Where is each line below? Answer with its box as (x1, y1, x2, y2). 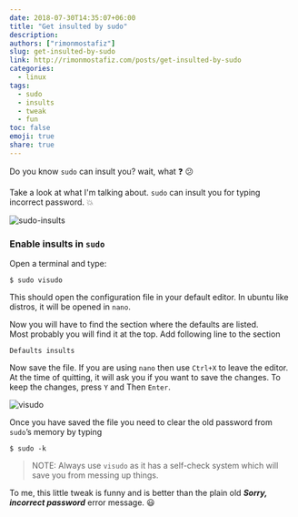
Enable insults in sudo (9, 238, 105, 250)
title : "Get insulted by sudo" (9, 22, 128, 31)
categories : (9, 65, 55, 74)
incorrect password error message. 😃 (9, 497, 155, 508)
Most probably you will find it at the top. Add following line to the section (9, 329, 281, 340)
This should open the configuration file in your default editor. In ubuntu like (9, 292, 289, 303)
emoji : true (9, 132, 55, 141)
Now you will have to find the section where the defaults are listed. (9, 319, 259, 330)
